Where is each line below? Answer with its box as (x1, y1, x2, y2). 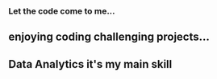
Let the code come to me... (8, 6, 115, 17)
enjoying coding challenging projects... (8, 30, 210, 44)
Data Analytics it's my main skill (8, 57, 173, 71)
